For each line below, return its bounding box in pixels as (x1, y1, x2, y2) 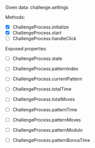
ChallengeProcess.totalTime (12, 86, 72, 92)
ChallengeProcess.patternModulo (12, 127, 83, 133)
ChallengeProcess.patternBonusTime (12, 137, 90, 143)
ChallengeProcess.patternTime (12, 106, 77, 112)
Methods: (5, 14, 25, 20)
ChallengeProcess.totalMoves (12, 96, 75, 102)
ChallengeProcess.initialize (12, 24, 69, 30)
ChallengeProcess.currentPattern (12, 76, 82, 82)
